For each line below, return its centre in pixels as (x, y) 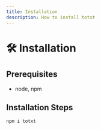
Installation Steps (40, 108)
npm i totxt (21, 121)
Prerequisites (32, 75)
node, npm (28, 89)
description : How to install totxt (51, 17)
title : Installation (32, 12)
